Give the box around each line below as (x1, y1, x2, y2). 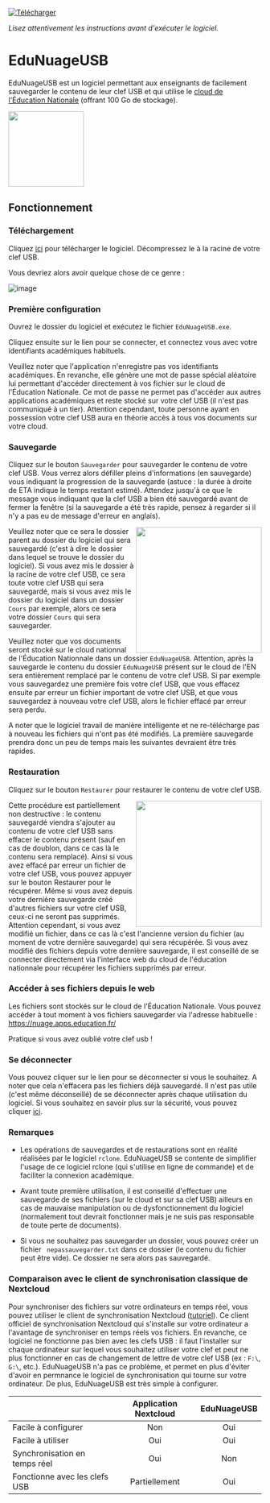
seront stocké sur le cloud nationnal (8, 645, 127, 655)
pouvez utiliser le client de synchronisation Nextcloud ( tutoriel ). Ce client (8, 1310, 249, 1320)
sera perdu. (8, 705, 47, 714)
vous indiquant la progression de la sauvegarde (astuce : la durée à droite (8, 477, 252, 487)
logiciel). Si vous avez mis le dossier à (8, 561, 134, 571)
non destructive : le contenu (8, 809, 102, 818)
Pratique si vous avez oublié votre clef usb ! (8, 1033, 153, 1043)
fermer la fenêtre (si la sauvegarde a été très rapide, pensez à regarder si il (8, 503, 256, 512)
